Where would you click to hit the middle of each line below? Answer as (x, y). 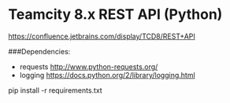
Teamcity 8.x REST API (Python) (115, 15)
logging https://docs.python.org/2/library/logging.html (107, 75)
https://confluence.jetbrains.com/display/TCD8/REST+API (102, 36)
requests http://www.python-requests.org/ (89, 66)
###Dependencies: (39, 51)
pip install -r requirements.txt (55, 90)
